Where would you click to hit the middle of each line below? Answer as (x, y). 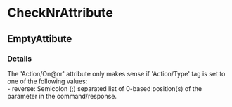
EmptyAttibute (40, 39)
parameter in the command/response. (62, 96)
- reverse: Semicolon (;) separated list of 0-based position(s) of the (105, 88)
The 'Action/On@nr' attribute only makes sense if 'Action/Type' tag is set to (116, 73)
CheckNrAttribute (60, 13)
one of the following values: (47, 81)
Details (20, 59)
